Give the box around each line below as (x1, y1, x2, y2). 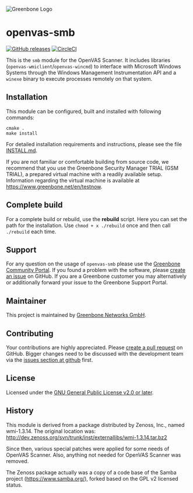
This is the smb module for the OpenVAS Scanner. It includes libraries (6, 56, 171, 64)
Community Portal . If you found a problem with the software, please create (6, 267, 185, 274)
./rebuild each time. (6, 228, 57, 235)
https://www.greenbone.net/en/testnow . (6, 183, 103, 190)
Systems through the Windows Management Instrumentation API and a (6, 69, 177, 76)
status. (6, 481, 23, 488)
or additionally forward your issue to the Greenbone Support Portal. (6, 279, 168, 286)
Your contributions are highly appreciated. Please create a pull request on (6, 344, 183, 351)
